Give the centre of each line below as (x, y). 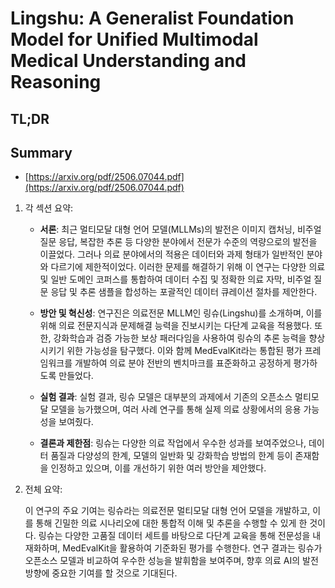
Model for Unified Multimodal (134, 39)
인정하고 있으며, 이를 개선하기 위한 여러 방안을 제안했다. (158, 468)
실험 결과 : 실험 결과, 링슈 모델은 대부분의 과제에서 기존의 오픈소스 (166, 397)
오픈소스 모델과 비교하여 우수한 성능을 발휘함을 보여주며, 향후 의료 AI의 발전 (171, 561)
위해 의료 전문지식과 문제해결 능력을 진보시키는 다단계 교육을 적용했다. (176, 326)
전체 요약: (43, 489)
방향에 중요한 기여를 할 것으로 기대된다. (101, 573)
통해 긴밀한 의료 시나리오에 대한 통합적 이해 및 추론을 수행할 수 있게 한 (171, 523)
